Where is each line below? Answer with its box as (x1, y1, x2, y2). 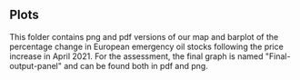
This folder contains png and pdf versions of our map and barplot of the (9, 31, 279, 42)
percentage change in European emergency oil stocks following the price (9, 41, 284, 52)
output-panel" (9, 60, 62, 71)
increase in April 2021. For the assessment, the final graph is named (9, 50, 264, 62)
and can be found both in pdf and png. (63, 60, 209, 71)
